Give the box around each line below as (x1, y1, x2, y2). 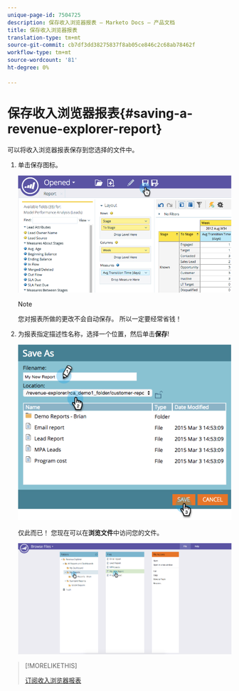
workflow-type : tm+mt (7, 49, 72, 56)
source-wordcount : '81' (7, 57, 78, 64)
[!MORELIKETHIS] (24, 662, 78, 670)
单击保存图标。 (17, 160, 62, 169)
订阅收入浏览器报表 (24, 676, 82, 685)
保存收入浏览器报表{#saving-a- (7, 105, 193, 121)
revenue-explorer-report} (7, 121, 162, 137)
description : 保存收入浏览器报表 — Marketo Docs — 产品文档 (7, 19, 176, 26)
